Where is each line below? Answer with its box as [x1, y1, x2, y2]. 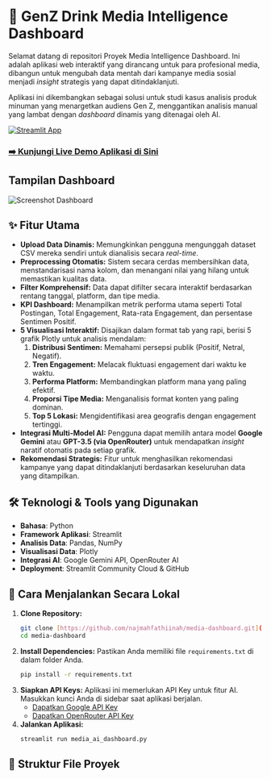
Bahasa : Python [19, 521, 74, 531]
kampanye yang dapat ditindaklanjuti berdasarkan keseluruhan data [19, 463, 246, 473]
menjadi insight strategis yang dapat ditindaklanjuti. [8, 77, 180, 86]
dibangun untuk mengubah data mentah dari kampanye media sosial [8, 68, 236, 77]
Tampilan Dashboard [8, 173, 115, 188]
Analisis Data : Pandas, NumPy [19, 538, 123, 548]
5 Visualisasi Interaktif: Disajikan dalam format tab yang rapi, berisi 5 [19, 326, 252, 335]
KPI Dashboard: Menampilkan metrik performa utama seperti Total [19, 300, 242, 310]
